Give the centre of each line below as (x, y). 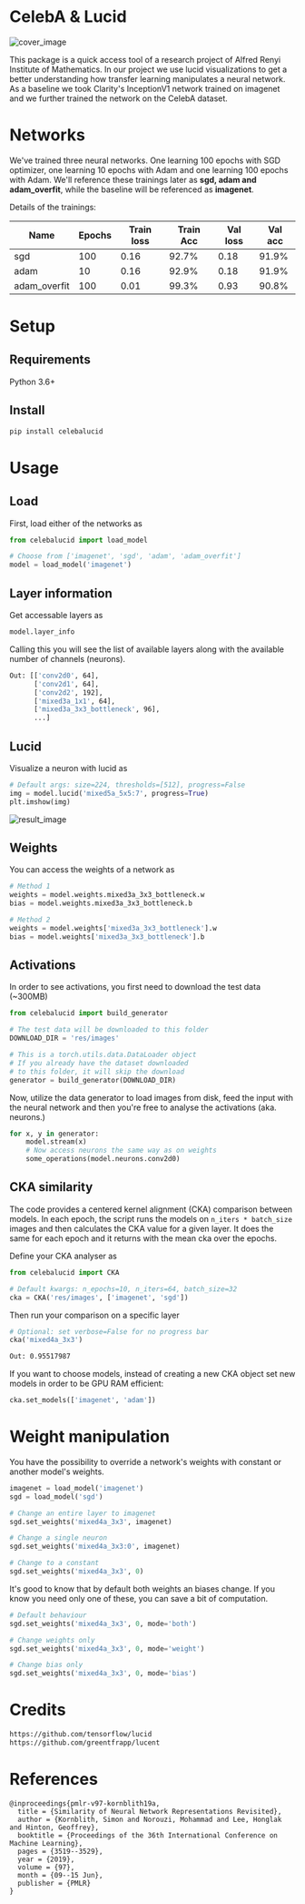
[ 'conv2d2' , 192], (68, 692)
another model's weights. (57, 1471)
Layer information (61, 593)
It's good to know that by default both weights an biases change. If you (142, 1588)
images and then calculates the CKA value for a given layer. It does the (142, 1228)
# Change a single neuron (58, 1538)
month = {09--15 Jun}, (60, 1875)
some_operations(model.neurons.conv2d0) (103, 1159)
